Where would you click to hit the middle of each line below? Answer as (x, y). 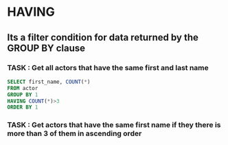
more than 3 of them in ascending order (75, 133)
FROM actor (23, 88)
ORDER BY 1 (23, 107)
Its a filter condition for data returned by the (103, 37)
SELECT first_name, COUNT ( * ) (49, 82)
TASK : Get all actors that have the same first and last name (108, 67)
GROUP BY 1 (23, 94)
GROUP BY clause (46, 48)
